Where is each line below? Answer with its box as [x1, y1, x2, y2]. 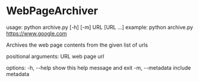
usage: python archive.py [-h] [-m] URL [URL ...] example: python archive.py [6, 24, 194, 31]
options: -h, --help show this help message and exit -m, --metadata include [6, 64, 191, 71]
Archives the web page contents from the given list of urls [6, 41, 149, 48]
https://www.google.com [6, 29, 67, 37]
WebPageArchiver [6, 4, 98, 18]
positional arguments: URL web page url [6, 53, 105, 60]
